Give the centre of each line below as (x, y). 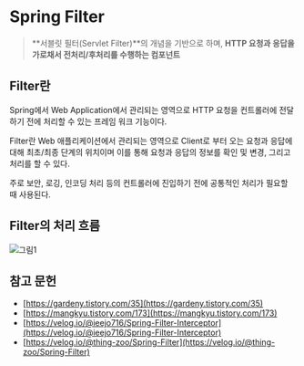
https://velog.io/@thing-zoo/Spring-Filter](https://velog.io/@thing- (151, 342)
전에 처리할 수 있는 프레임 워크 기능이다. (96, 121)
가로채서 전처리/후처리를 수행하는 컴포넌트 (106, 54)
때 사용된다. (30, 194)
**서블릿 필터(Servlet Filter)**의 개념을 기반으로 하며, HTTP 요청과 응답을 (163, 43)
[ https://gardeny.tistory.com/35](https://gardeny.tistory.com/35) (143, 304)
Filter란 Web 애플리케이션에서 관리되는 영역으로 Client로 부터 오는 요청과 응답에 (151, 141)
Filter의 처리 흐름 (55, 226)
